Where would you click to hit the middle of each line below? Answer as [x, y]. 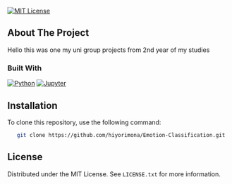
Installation [32, 105]
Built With [25, 68]
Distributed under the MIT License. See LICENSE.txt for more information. [114, 174]
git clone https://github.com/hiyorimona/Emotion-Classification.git [121, 135]
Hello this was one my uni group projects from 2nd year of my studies [109, 50]
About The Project [48, 33]
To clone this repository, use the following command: [84, 122]
